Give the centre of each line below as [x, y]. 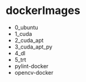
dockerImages [43, 11]
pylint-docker [31, 66]
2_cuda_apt [29, 40]
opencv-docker [34, 72]
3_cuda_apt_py [33, 47]
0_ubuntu [26, 27]
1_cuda [23, 33]
